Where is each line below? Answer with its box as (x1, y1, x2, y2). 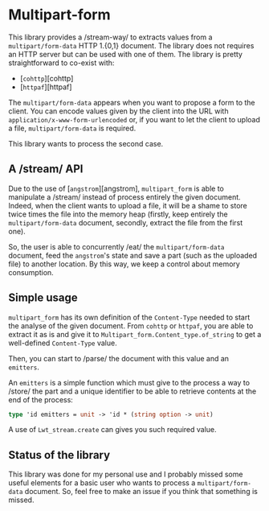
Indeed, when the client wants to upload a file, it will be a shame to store (8, 200, 247, 210)
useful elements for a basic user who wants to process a (8, 478, 196, 488)
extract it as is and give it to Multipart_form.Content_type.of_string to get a (8, 329, 262, 339)
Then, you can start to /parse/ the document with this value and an (8, 353, 230, 363)
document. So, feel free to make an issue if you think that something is (24, 487, 259, 497)
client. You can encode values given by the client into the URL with (8, 106, 229, 116)
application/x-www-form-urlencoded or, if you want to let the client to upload (8, 114, 261, 124)
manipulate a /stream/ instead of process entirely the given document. (8, 192, 241, 202)
